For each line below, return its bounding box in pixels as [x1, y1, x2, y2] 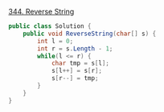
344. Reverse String [8, 7, 75, 16]
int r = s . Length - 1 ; [37, 44, 113, 53]
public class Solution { [8, 22, 92, 30]
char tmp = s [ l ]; [51, 59, 110, 67]
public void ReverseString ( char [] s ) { [23, 30, 157, 38]
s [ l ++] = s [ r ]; [51, 67, 103, 75]
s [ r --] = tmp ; [51, 74, 99, 82]
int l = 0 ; [37, 37, 74, 45]
